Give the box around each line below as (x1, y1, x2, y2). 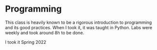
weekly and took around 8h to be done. (5, 30, 85, 35)
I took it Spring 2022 (5, 39, 46, 45)
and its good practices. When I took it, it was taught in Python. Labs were (5, 24, 153, 30)
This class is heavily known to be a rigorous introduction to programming (5, 19, 152, 25)
